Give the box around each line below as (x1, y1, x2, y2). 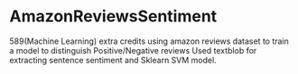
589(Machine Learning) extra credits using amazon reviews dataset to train (9, 36, 289, 46)
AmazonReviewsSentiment (9, 6, 218, 27)
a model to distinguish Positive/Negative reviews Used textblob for (9, 45, 257, 55)
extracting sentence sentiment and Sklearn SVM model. (9, 54, 217, 65)
